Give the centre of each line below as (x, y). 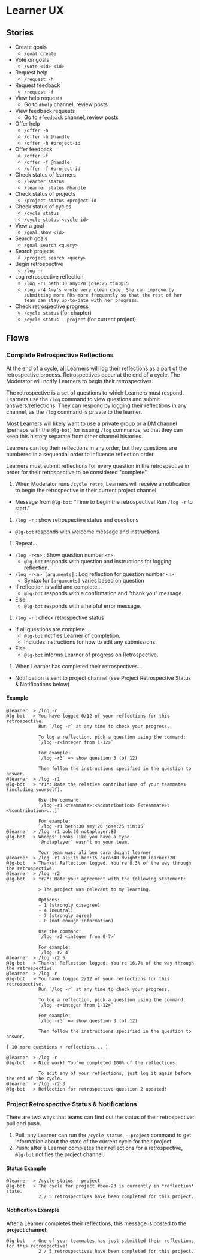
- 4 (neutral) (56, 910)
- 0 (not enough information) (76, 921)
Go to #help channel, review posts (66, 104)
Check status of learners (45, 174)
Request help (31, 72)
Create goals (31, 47)
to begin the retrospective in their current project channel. (86, 490)
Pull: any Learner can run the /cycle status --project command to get (103, 1135)
